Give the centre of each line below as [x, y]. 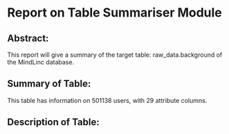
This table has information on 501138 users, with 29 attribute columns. [107, 100]
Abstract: [28, 38]
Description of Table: [54, 122]
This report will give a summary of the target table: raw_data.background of [115, 55]
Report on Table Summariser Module [115, 13]
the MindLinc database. [41, 62]
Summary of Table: [49, 84]
